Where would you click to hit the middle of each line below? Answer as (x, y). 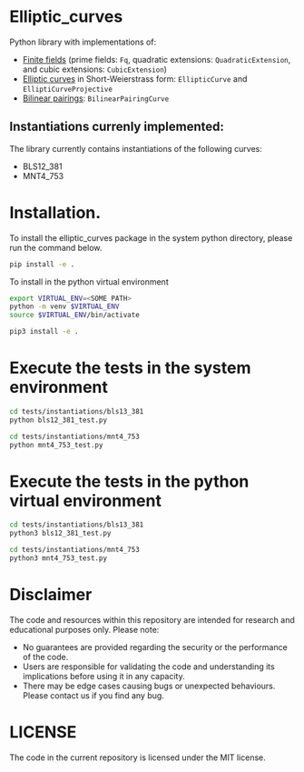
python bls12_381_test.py (58, 420)
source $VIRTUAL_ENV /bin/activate (75, 316)
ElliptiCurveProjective (68, 89)
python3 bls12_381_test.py (60, 534)
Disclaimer (51, 595)
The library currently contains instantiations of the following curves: (136, 148)
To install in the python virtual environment (89, 281)
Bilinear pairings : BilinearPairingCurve (96, 98)
